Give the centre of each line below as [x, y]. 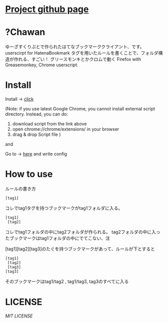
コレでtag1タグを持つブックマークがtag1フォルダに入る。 [64, 208]
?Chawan [25, 32]
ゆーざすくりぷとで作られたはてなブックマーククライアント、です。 [75, 47]
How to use [29, 174]
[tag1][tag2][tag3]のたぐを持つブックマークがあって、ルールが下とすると [80, 249]
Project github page [47, 9]
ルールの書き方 [20, 189]
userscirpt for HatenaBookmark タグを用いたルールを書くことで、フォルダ [82, 53]
